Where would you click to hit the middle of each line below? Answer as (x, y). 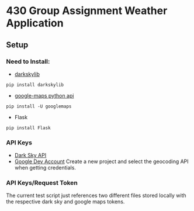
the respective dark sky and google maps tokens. (65, 202)
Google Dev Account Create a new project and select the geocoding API (101, 161)
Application (35, 23)
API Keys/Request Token (42, 183)
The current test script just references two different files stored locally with (96, 196)
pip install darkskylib (35, 85)
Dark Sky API (30, 155)
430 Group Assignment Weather (87, 11)
